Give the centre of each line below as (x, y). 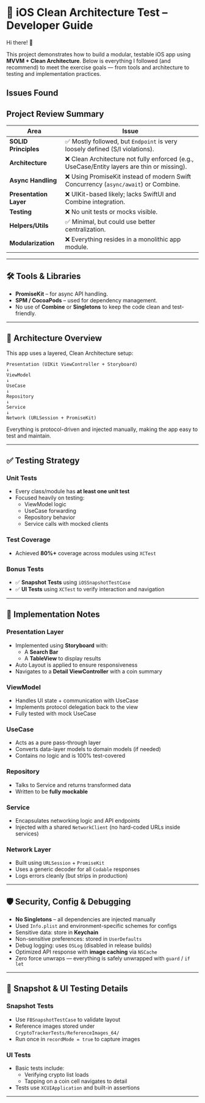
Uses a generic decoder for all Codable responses (77, 869)
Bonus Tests (25, 569)
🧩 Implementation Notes (53, 615)
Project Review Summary (55, 114)
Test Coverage (28, 540)
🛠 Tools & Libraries (44, 276)
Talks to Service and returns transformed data (73, 785)
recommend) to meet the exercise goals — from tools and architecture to (98, 67)
